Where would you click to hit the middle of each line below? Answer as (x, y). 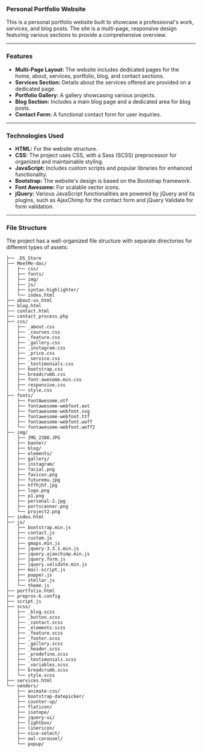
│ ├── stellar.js (31, 580)
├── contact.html (28, 311)
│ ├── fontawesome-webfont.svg (48, 411)
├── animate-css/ (39, 691)
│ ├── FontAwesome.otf (37, 401)
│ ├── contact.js (31, 533)
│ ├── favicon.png (32, 475)
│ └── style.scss (31, 675)
